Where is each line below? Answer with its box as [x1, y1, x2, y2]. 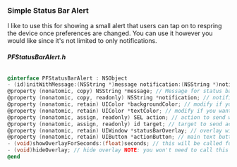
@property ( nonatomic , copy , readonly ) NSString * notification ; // [7, 94, 210, 101]
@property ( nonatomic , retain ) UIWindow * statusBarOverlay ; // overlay [7, 127, 222, 134]
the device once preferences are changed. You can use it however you [7, 29, 213, 37]
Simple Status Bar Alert [7, 6, 90, 16]
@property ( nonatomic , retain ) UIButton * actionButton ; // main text [7, 133, 217, 141]
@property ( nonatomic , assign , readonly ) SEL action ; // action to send [7, 113, 226, 121]
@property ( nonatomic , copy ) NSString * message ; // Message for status [7, 87, 222, 95]
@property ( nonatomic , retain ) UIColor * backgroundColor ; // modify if [7, 101, 222, 108]
